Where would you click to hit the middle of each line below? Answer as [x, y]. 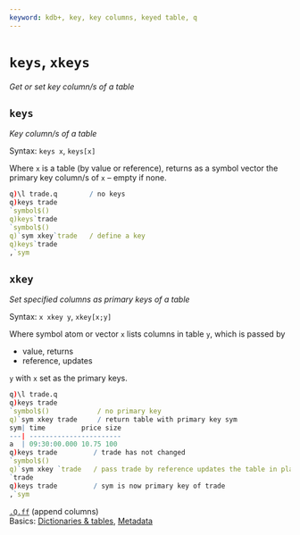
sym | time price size [66, 428]
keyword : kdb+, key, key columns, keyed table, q [104, 17]
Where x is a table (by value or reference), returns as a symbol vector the [144, 168]
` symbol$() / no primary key [86, 411]
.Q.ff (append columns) [54, 511]
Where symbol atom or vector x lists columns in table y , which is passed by [147, 334]
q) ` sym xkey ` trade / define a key [77, 236]
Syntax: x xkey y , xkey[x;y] [60, 317]
